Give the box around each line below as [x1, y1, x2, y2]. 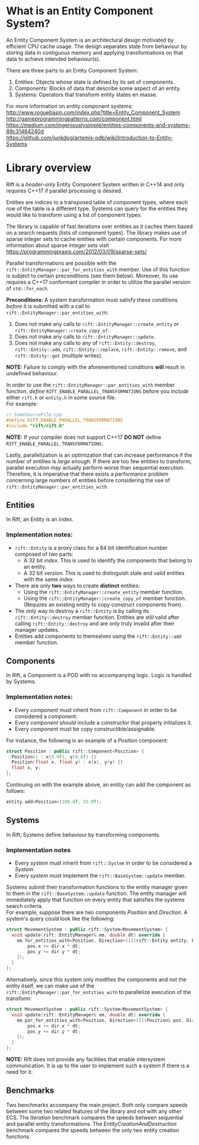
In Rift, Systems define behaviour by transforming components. [6, 831, 161, 838]
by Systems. [6, 678, 37, 685]
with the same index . [23, 575, 75, 583]
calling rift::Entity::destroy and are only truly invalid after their [14, 619, 175, 627]
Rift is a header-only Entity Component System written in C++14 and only [6, 181, 185, 188]
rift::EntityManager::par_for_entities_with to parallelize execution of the [6, 989, 191, 996]
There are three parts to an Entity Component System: [6, 67, 138, 74]
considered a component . [14, 713, 78, 720]
